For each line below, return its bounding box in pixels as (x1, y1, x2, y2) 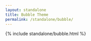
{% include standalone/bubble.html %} (5, 31, 86, 37)
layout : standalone (5, 7, 47, 13)
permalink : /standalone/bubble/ (5, 17, 73, 22)
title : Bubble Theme (5, 12, 49, 17)
